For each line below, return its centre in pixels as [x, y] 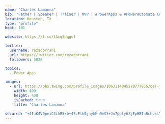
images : [13, 82]
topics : [13, 68]
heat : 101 [15, 28]
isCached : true [29, 100]
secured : [14, 114]
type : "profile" [22, 23]
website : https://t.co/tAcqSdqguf [41, 37]
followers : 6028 [26, 60]
